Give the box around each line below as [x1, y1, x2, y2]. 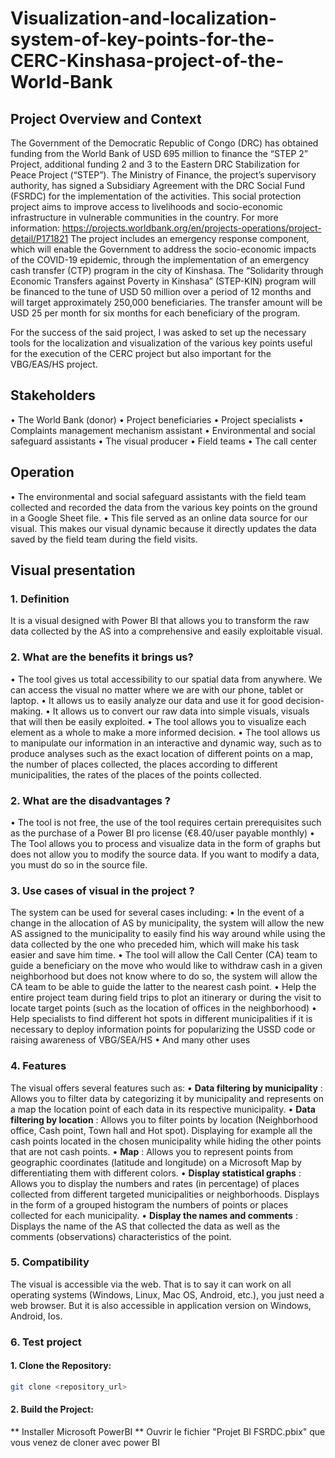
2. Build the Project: [10, 1403, 94, 1416]
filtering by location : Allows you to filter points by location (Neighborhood [10, 1113, 318, 1126]
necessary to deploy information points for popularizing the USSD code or [10, 1023, 316, 1036]
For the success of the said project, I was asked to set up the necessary [10, 327, 307, 338]
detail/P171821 [10, 233, 69, 244]
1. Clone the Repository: [10, 1360, 112, 1372]
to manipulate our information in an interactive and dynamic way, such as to [10, 737, 322, 749]
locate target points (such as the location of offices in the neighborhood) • [10, 1002, 317, 1014]
